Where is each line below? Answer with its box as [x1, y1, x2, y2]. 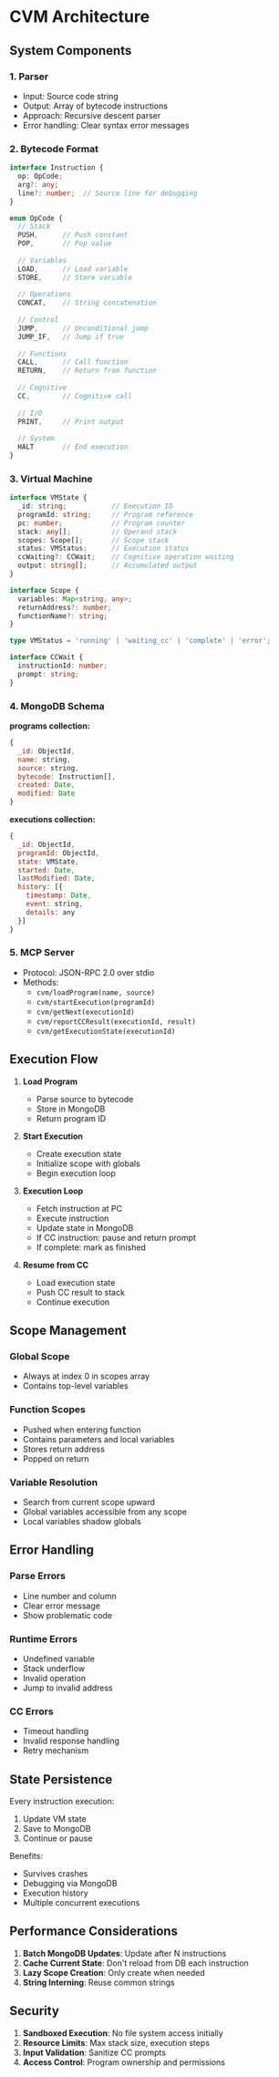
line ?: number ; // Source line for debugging [17, 189, 198, 198]
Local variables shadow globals [22, 1515, 141, 1526]
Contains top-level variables [22, 1380, 129, 1391]
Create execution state [36, 1148, 122, 1159]
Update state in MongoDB [36, 1222, 134, 1233]
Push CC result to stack [36, 1286, 126, 1297]
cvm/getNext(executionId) [36, 1007, 135, 1017]
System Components [9, 43, 132, 58]
